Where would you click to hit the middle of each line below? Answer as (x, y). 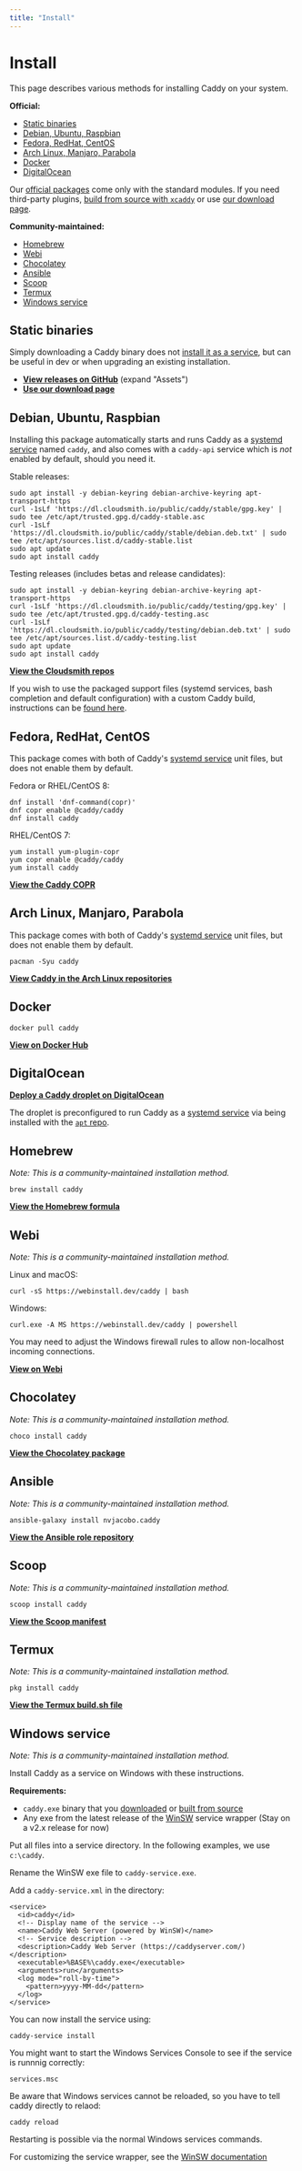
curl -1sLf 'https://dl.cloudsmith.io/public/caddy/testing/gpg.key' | (148, 607)
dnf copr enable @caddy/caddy (67, 810)
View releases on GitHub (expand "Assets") (106, 379)
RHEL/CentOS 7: (40, 835)
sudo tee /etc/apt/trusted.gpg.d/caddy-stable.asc (107, 518)
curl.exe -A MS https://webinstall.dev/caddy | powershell (124, 1325)
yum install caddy (44, 868)
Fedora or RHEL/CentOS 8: (60, 786)
